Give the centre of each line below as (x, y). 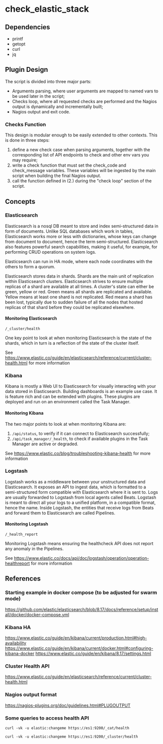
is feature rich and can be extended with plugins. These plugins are (72, 396)
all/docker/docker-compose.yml (37, 614)
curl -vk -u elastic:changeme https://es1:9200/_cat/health (67, 728)
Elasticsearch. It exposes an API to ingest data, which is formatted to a (76, 487)
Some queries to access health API (47, 718)
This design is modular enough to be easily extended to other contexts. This (81, 135)
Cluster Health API (27, 666)
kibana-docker (20, 653)
